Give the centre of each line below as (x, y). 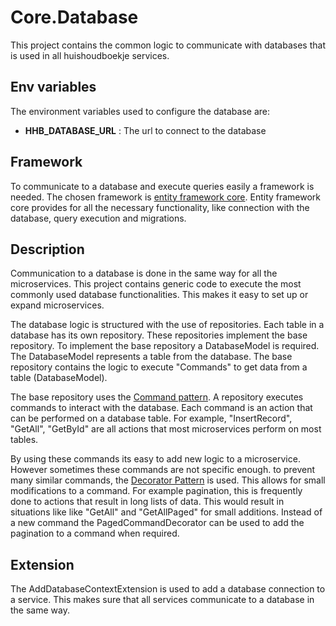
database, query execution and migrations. (98, 218)
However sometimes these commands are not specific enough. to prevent (163, 470)
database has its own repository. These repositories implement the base (159, 335)
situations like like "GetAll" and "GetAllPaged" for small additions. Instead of (166, 512)
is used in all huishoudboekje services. (90, 55)
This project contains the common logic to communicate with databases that (168, 45)
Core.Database (74, 17)
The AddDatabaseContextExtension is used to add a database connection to (168, 589)
